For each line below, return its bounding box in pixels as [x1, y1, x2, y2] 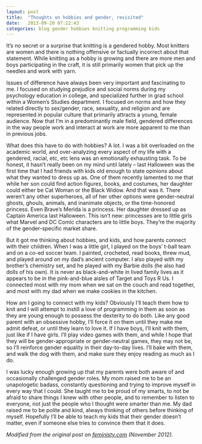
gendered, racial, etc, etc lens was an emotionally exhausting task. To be [6, 154, 186, 162]
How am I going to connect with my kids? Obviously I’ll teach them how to [6, 299, 189, 306]
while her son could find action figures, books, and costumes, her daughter [6, 180, 193, 187]
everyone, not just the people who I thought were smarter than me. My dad [6, 400, 192, 407]
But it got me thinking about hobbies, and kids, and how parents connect [6, 237, 186, 244]
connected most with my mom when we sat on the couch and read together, [6, 281, 195, 288]
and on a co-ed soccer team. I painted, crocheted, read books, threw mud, [6, 249, 191, 257]
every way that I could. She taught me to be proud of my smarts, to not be [6, 388, 189, 395]
